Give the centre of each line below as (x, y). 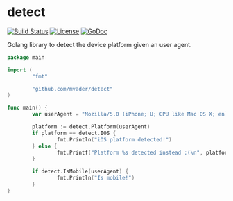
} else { (45, 146)
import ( (20, 70)
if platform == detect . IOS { (74, 133)
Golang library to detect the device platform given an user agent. (100, 44)
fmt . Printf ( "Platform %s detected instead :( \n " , (130, 152)
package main (26, 57)
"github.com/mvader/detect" (72, 89)
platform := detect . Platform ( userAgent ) (91, 127)
